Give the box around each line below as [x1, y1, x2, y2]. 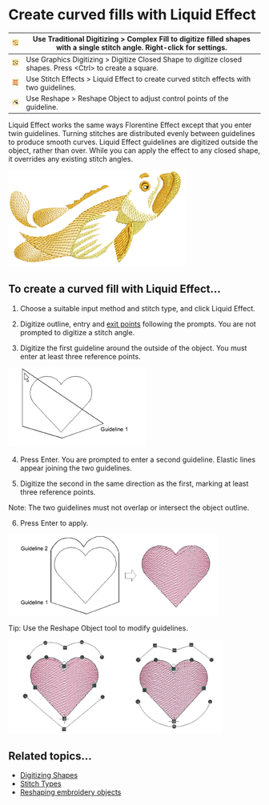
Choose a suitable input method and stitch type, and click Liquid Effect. [19, 303, 256, 313]
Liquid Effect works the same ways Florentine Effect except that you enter [8, 120, 252, 130]
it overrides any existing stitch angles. [8, 154, 134, 163]
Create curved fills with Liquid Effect [8, 6, 256, 24]
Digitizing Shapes [19, 771, 78, 780]
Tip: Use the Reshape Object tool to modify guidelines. [8, 623, 188, 633]
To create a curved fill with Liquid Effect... [8, 282, 222, 296]
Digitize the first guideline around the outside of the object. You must [19, 342, 247, 353]
